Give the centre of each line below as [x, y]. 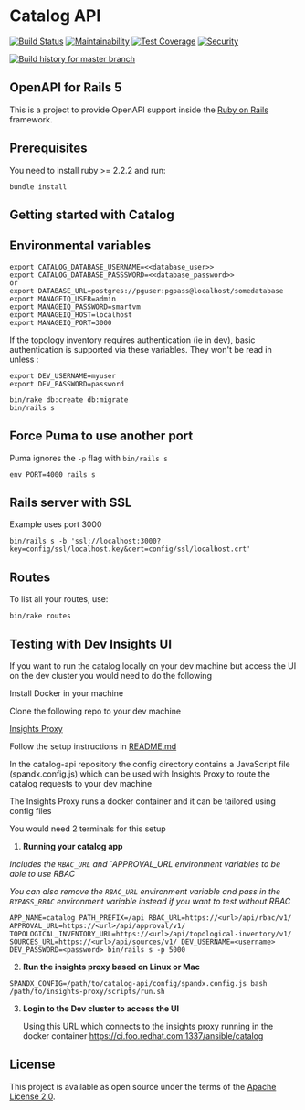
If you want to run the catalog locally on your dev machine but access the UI [153, 666]
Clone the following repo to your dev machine [95, 711]
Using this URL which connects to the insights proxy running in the [148, 1026]
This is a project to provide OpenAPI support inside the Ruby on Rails [139, 110]
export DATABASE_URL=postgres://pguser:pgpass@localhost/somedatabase [147, 291]
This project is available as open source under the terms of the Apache [143, 1086]
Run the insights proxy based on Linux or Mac [111, 967]
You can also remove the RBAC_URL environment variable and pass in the [145, 892]
